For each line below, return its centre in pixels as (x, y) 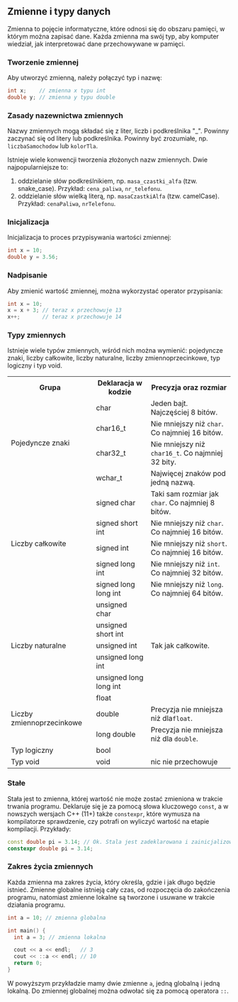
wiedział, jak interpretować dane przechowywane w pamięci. (96, 44)
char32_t (111, 453)
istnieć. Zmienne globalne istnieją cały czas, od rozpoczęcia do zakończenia (119, 889)
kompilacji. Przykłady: (39, 829)
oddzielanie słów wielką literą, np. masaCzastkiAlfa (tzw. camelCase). (118, 196)
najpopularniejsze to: (38, 167)
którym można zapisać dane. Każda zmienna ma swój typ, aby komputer (113, 36)
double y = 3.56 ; (33, 257)
